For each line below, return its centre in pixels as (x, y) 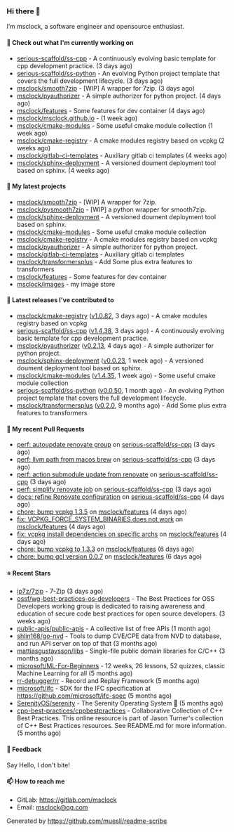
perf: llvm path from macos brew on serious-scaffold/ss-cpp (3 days (116, 460)
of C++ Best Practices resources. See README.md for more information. (122, 726)
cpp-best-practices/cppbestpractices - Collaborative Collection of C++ (120, 711)
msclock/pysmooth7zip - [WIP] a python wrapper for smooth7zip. (112, 209)
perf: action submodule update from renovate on (87, 474)
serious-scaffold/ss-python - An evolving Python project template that (118, 73)
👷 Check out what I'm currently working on (70, 42)
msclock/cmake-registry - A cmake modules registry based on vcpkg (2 (121, 141)
